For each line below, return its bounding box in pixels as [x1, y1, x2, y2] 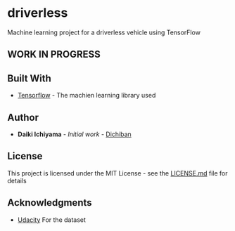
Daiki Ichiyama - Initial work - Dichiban [17, 130, 132, 138]
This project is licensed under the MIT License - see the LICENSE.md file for [7, 169, 228, 177]
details [7, 176, 27, 185]
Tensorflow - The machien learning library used [17, 91, 156, 100]
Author [7, 111, 39, 124]
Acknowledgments [7, 197, 93, 209]
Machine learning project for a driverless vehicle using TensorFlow [7, 28, 201, 37]
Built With [7, 72, 51, 84]
